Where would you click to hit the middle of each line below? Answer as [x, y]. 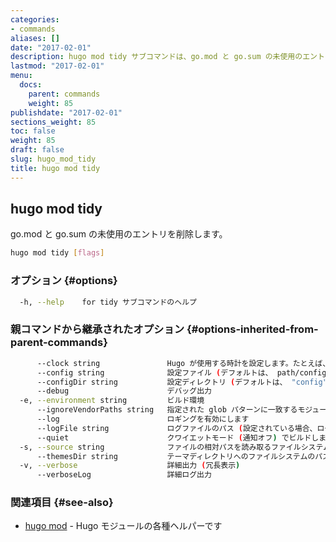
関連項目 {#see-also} [62, 503]
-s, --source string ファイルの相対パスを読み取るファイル [160, 447]
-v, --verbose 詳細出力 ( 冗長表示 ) [130, 466]
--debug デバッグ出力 [124, 391]
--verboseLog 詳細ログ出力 [124, 475]
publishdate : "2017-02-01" [66, 112]
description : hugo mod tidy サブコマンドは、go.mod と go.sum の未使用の [156, 57]
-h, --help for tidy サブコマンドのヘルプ [108, 302]
